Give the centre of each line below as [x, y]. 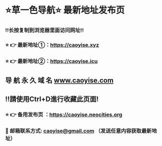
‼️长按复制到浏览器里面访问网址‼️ [44, 30]
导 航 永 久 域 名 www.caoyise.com [59, 80]
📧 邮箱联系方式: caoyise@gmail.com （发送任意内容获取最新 [78, 130]
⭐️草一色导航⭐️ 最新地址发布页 [65, 10]
